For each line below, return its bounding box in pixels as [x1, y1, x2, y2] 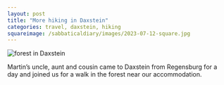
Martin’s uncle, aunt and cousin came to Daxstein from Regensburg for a [7, 63, 218, 71]
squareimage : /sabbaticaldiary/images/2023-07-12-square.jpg [7, 30, 191, 37]
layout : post [7, 10, 46, 18]
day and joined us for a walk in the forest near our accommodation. [7, 70, 202, 79]
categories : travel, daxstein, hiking [7, 23, 121, 30]
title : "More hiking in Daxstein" [7, 17, 109, 24]
